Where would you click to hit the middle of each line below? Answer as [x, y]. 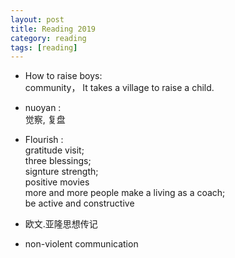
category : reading [48, 38]
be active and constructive [79, 203]
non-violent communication [81, 244]
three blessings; [58, 161]
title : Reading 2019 [53, 29]
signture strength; [61, 172]
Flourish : [44, 140]
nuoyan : [43, 108]
